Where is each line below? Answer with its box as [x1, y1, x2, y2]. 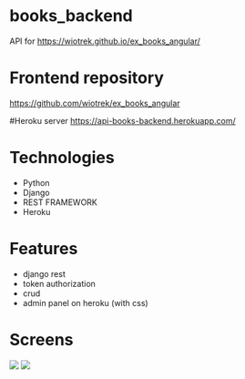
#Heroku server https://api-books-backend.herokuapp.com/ [9, 115, 236, 126]
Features [9, 239, 78, 259]
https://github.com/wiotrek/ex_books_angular [9, 97, 180, 108]
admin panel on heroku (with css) [22, 297, 148, 308]
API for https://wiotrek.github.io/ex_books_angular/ [9, 36, 200, 46]
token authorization [22, 278, 96, 289]
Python [22, 177, 50, 188]
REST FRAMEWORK [22, 197, 98, 208]
